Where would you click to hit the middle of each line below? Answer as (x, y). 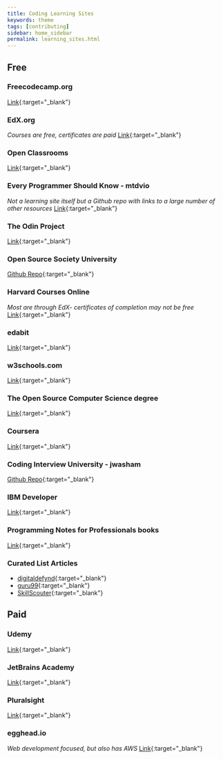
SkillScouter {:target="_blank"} (60, 592)
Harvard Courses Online (48, 292)
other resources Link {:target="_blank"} (62, 208)
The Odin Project (36, 226)
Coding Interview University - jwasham (74, 464)
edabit (18, 332)
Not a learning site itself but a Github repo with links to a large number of (111, 200)
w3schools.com (35, 365)
